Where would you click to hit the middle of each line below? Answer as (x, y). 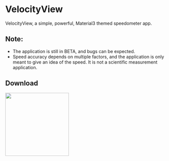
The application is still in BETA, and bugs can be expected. (74, 51)
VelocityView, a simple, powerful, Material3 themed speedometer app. (79, 23)
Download (22, 84)
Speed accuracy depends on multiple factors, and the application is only (88, 57)
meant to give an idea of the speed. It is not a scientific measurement (85, 62)
